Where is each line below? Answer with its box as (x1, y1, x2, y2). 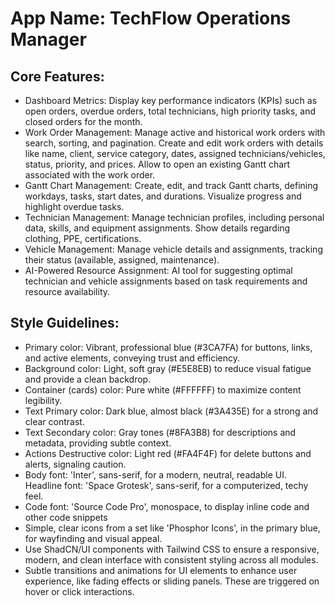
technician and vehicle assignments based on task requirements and (24, 275, 308, 287)
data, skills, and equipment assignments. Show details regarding (24, 222, 291, 234)
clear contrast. (24, 415, 85, 427)
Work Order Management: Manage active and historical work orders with (24, 127, 326, 138)
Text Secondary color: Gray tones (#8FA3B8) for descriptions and (24, 426, 297, 438)
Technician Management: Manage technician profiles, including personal (24, 212, 325, 223)
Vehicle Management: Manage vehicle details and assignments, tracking (24, 243, 323, 255)
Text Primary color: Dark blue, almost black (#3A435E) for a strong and (24, 405, 319, 417)
